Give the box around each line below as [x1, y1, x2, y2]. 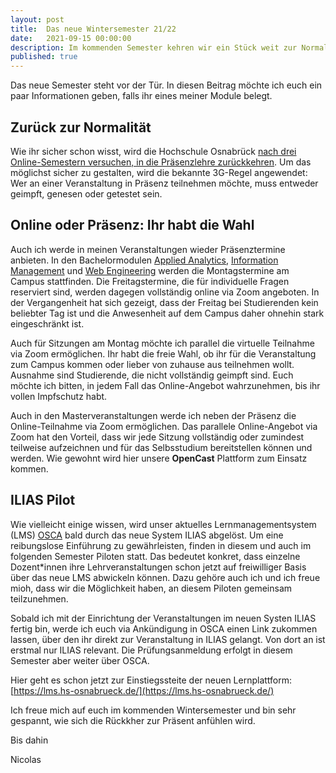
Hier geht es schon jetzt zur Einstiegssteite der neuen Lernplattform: [10, 674, 293, 686]
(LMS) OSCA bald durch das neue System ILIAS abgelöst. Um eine [10, 529, 284, 541]
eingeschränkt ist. [10, 317, 85, 330]
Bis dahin [10, 734, 49, 746]
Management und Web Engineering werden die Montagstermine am [10, 264, 290, 276]
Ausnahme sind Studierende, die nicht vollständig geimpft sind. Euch [10, 369, 294, 381]
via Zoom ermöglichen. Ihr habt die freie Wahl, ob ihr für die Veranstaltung [10, 347, 317, 360]
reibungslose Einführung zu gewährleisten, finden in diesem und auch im [10, 539, 312, 551]
